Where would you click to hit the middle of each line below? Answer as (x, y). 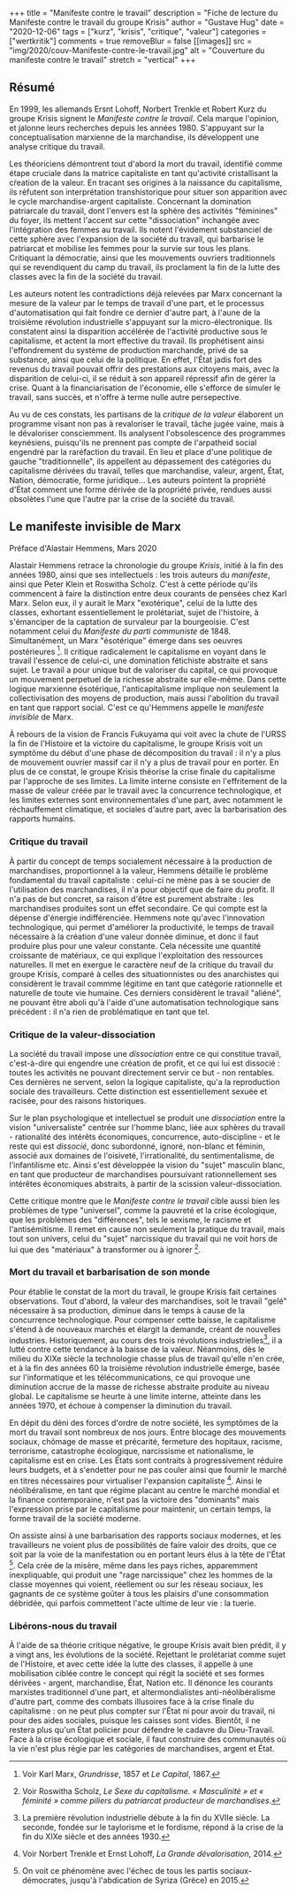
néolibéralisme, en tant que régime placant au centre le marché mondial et (145, 1490)
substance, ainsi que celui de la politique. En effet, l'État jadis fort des (136, 359)
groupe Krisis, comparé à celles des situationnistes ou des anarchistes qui (145, 974)
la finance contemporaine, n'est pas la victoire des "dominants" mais (134, 1500)
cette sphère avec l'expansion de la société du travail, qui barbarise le (137, 239)
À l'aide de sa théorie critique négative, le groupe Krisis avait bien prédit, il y (148, 1645)
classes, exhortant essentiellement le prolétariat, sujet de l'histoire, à (134, 612)
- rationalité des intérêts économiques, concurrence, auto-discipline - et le (145, 1136)
